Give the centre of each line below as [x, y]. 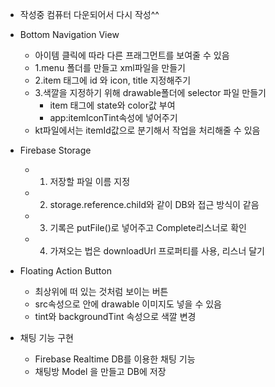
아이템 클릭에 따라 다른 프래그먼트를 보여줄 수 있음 [132, 55]
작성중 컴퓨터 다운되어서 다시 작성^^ [89, 14]
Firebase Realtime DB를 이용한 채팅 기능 [115, 359]
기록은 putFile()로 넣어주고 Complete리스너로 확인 [148, 227]
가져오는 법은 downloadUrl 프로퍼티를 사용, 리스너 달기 [157, 251]
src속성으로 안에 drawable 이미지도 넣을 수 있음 [128, 304]
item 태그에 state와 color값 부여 [112, 105]
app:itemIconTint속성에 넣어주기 [113, 117]
